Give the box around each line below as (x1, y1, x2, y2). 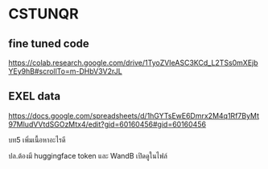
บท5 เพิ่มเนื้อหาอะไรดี (8, 135, 66, 144)
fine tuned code (8, 37, 90, 50)
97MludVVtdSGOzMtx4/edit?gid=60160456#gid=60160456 (8, 119, 207, 129)
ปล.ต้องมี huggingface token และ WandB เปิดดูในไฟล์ (8, 151, 167, 160)
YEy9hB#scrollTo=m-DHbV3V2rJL (8, 66, 122, 76)
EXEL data (8, 90, 61, 103)
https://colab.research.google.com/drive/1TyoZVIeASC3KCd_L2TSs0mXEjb (8, 58, 259, 67)
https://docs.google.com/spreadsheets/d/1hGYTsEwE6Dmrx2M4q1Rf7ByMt (8, 111, 260, 120)
